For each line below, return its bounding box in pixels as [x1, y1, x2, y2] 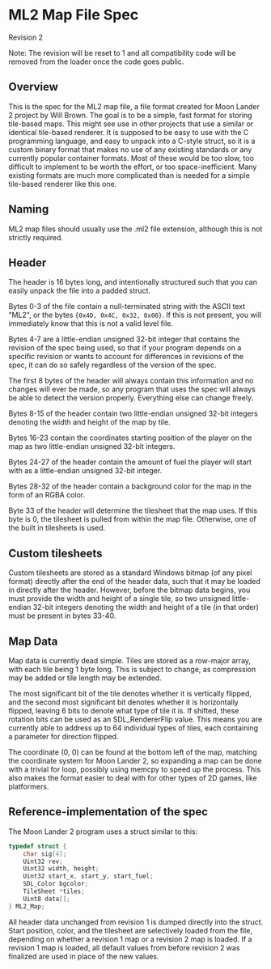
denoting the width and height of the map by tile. [8, 417, 171, 427]
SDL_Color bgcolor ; [23, 880, 89, 888]
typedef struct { [8, 842, 67, 850]
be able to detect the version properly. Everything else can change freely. [8, 393, 253, 403]
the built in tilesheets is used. [8, 523, 106, 533]
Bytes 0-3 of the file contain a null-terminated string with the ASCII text [8, 302, 246, 311]
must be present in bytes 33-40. [8, 611, 116, 620]
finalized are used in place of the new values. [8, 951, 159, 961]
